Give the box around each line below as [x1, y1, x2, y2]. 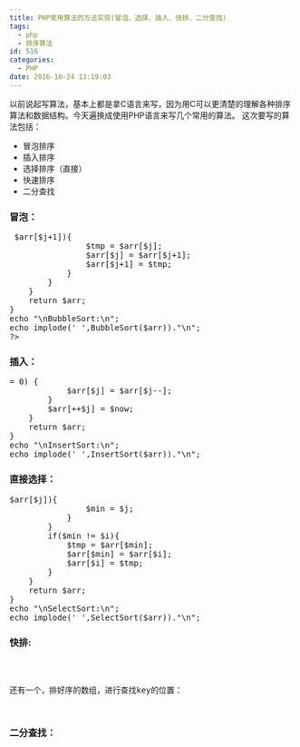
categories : [9, 55, 54, 64]
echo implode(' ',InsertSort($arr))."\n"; [9, 449, 201, 459]
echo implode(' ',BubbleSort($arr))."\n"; [9, 323, 201, 333]
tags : [9, 22, 30, 31]
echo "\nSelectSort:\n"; [9, 603, 120, 614]
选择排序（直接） [22, 162, 87, 173]
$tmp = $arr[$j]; [85, 241, 163, 251]
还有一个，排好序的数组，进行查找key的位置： [9, 684, 183, 695]
